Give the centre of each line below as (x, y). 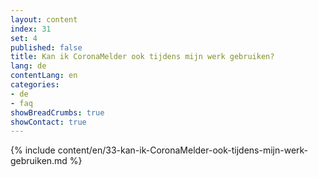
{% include (33, 150)
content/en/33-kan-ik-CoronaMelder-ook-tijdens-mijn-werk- (183, 150)
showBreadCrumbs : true (57, 112)
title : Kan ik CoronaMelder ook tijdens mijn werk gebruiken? (142, 57)
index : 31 (31, 29)
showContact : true (48, 122)
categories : (35, 85)
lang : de (28, 66)
